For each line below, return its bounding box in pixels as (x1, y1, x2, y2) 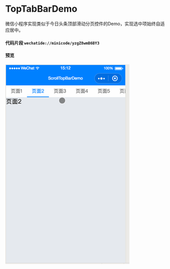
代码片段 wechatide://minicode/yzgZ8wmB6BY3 (5, 39, 100, 46)
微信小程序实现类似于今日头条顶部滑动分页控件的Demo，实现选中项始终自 (5, 20, 160, 27)
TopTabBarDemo (5, 3, 77, 15)
